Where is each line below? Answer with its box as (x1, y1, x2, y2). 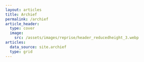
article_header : (5, 21, 39, 26)
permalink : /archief (5, 16, 49, 21)
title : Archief (5, 12, 37, 17)
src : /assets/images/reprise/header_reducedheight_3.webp (14, 35, 139, 40)
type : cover (10, 26, 35, 31)
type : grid (10, 49, 33, 54)
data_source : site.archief (10, 44, 67, 49)
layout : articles (5, 7, 42, 12)
